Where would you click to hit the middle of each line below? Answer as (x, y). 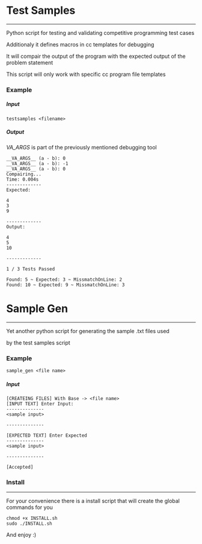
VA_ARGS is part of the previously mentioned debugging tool (82, 147)
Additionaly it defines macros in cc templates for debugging (80, 44)
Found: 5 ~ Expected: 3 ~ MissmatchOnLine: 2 (64, 280)
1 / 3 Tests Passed (31, 269)
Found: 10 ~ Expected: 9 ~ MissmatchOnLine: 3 (66, 285)
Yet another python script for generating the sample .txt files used (88, 331)
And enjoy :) (21, 535)
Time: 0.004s (23, 179)
